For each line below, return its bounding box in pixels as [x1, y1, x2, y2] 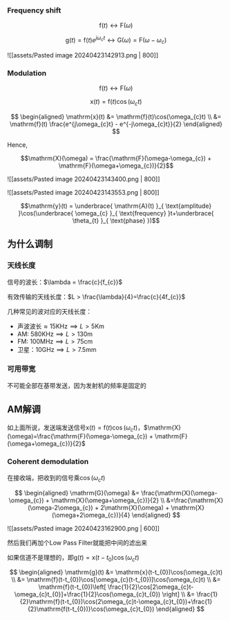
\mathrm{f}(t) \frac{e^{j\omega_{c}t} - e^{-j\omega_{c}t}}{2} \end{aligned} [9, 120, 223, 128]
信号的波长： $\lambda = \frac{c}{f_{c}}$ [7, 278, 123, 286]
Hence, [7, 141, 28, 149]
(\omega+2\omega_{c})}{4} [51, 511, 131, 519]
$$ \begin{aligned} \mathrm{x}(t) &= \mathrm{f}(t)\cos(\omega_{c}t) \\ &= [10, 112, 222, 121]
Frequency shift [7, 6, 61, 15]
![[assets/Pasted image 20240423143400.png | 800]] [7, 175, 160, 183]
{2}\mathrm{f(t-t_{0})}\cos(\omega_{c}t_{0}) [27, 605, 155, 613]
